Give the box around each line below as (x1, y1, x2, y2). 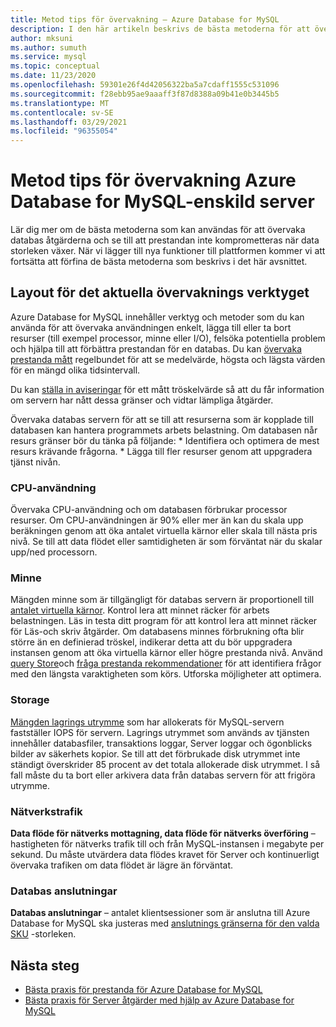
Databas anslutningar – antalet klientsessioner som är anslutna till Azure (10, 907, 311, 919)
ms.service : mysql (10, 52, 87, 62)
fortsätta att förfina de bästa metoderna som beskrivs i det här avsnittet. (10, 256, 308, 268)
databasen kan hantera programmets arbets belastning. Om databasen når (10, 424, 318, 436)
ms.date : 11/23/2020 (10, 71, 97, 81)
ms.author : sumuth (10, 42, 87, 53)
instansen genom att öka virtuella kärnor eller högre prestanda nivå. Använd (10, 647, 323, 659)
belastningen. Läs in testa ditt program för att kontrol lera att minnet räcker (10, 615, 318, 627)
